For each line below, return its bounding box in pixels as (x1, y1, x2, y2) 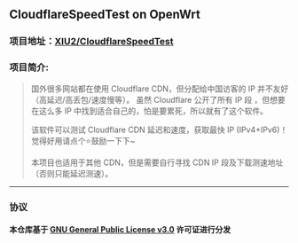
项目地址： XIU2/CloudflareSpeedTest (9, 35, 174, 48)
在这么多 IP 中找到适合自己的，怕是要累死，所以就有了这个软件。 (30, 106, 269, 116)
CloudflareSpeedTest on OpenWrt (9, 7, 201, 22)
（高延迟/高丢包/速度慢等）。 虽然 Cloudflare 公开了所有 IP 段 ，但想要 (30, 94, 286, 105)
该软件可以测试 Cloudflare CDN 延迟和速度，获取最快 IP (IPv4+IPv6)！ (30, 124, 288, 135)
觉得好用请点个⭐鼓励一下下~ (30, 135, 136, 145)
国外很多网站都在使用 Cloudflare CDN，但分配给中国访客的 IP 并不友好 (30, 83, 289, 94)
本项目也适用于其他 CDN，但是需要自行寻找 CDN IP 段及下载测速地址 (30, 157, 284, 168)
